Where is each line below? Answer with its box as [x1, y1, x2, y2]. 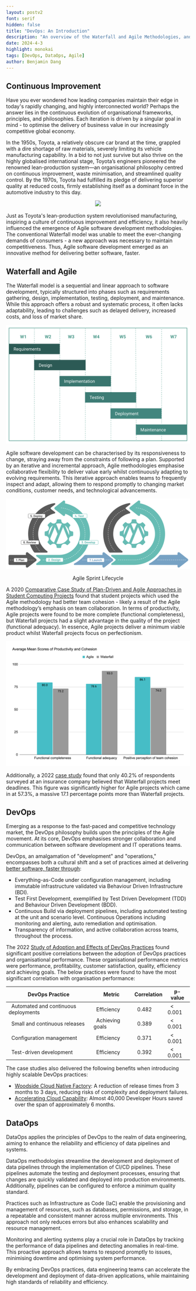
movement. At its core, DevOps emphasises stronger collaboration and [6, 835, 176, 842]
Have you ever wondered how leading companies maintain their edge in [6, 97, 179, 104]
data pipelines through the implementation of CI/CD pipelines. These [6, 1163, 171, 1170]
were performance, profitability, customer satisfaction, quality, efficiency [6, 963, 181, 970]
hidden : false [6, 22, 41, 28]
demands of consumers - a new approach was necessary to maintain [6, 237, 173, 244]
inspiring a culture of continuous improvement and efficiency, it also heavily [6, 218, 188, 225]
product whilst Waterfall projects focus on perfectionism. [6, 629, 143, 636]
